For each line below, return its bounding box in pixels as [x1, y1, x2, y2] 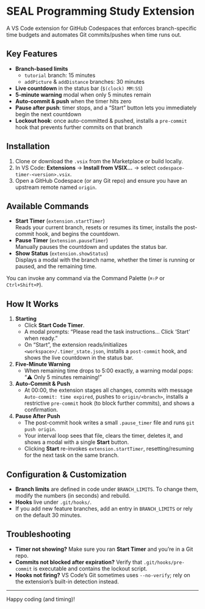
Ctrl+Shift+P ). [6, 281, 43, 289]
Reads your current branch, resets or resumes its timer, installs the [15, 224, 183, 231]
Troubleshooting [6, 529, 71, 539]
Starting [15, 315, 37, 322]
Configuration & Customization [6, 469, 127, 479]
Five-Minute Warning [15, 361, 71, 368]
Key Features [6, 49, 58, 59]
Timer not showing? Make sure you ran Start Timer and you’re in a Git [15, 545, 193, 553]
